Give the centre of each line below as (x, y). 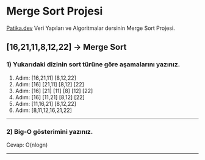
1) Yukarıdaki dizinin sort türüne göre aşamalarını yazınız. (93, 64)
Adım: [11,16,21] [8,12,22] (45, 103)
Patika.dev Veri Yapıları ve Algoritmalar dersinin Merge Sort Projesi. (91, 28)
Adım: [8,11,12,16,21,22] (43, 110)
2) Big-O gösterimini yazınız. (50, 131)
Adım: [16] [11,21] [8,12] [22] (50, 97)
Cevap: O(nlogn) (27, 145)
